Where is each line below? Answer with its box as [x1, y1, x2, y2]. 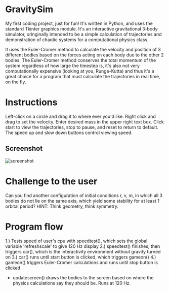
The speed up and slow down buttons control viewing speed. [5, 130, 133, 136]
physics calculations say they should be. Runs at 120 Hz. [12, 280, 131, 286]
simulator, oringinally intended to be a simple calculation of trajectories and [5, 31, 162, 37]
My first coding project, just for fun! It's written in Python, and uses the [5, 20, 153, 26]
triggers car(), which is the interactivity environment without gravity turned [5, 248, 161, 254]
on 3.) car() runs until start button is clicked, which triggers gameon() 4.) [5, 254, 156, 260]
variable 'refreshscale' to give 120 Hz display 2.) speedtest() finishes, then [5, 243, 160, 249]
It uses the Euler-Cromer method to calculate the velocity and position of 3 [5, 46, 161, 52]
